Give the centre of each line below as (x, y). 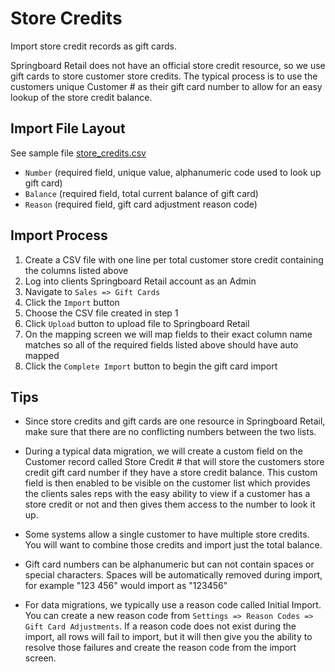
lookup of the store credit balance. (81, 97)
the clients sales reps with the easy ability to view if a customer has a (167, 494)
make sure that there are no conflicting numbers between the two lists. (170, 432)
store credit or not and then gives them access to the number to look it (170, 504)
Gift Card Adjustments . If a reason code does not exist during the (160, 626)
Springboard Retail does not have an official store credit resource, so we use (168, 65)
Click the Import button (72, 302)
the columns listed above (76, 270)
